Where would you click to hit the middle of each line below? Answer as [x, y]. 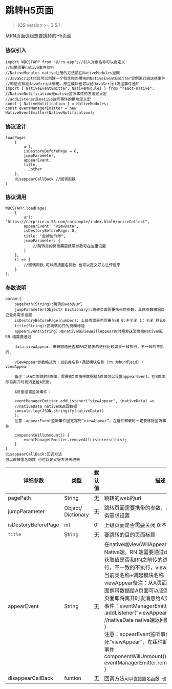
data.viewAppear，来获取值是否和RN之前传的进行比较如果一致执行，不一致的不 [87, 347]
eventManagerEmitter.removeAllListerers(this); [75, 440]
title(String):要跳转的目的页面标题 [50, 326]
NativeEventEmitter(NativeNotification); [50, 113]
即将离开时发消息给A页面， [29, 382]
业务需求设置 [20, 315]
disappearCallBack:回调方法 [34, 455]
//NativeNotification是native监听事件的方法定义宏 [56, 94]
